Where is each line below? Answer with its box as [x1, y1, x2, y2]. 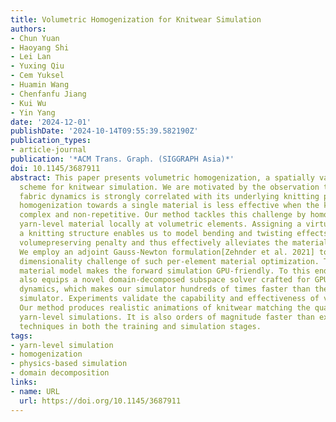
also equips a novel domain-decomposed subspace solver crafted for [19, 275, 311, 285]
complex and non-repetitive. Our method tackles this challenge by [19, 210, 307, 220]
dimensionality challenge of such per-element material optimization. [19, 256, 320, 266]
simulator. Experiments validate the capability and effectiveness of [19, 294, 320, 304]
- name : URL [10, 386, 60, 396]
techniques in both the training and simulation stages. [19, 321, 262, 331]
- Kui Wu [10, 98, 47, 108]
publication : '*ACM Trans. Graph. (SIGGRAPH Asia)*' [10, 154, 235, 164]
